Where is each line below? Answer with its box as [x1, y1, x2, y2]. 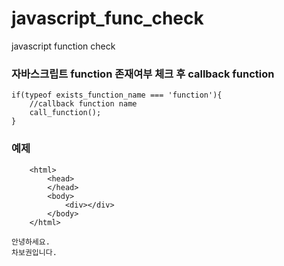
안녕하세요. [11, 237, 51, 247]
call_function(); [29, 108, 102, 118]
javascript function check [11, 40, 116, 52]
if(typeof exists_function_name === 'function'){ [11, 90, 223, 101]
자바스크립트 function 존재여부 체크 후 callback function [11, 67, 275, 81]
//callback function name [29, 99, 138, 109]
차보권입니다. [11, 247, 58, 257]
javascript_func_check [11, 7, 204, 30]
